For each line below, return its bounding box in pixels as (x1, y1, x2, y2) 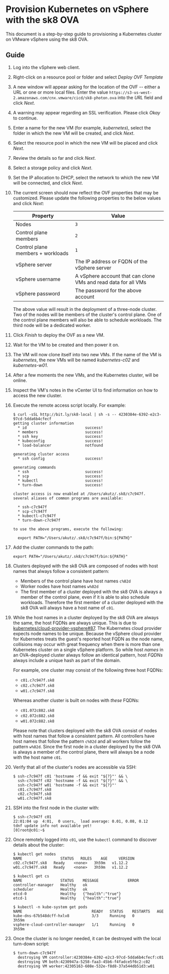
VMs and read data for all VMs (75, 279, 147, 286)
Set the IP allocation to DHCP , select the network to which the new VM (13, 174, 159, 180)
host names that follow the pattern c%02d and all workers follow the (13, 738, 151, 744)
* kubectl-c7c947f (18, 513, 56, 518)
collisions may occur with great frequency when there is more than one (13, 641, 160, 647)
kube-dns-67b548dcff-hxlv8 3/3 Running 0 (13, 913, 135, 918)
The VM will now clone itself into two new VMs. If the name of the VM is (13, 351, 162, 357)
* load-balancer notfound (18, 442, 103, 448)
